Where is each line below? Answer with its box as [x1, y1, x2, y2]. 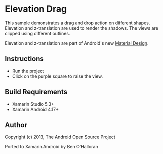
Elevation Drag [5, 3, 67, 15]
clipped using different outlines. [5, 30, 70, 36]
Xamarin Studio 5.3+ [12, 101, 55, 107]
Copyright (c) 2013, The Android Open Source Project [5, 134, 116, 140]
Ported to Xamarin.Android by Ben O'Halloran [5, 144, 98, 150]
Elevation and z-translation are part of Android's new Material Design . [5, 40, 149, 46]
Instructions [5, 55, 44, 63]
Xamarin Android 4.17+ [12, 106, 59, 112]
